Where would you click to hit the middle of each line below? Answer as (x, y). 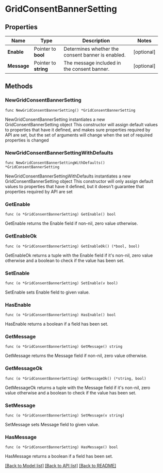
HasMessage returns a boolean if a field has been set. (59, 456)
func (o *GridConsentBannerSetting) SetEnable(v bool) (62, 283)
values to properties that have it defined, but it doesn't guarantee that (74, 186)
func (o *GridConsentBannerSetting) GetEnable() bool (61, 215)
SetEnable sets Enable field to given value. (48, 292)
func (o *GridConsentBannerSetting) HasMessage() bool (62, 447)
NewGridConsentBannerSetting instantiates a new (55, 119)
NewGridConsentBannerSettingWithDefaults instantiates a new (68, 176)
